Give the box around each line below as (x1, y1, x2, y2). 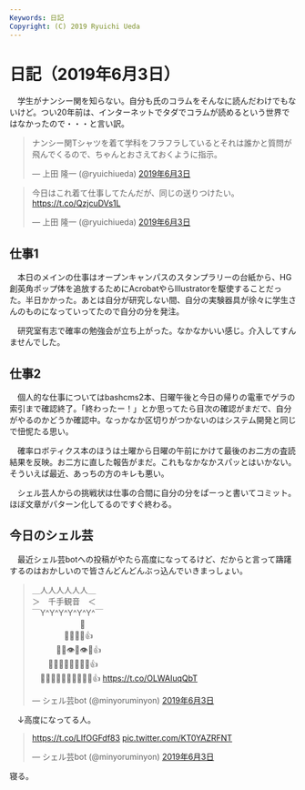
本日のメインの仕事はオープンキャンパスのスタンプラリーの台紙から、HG (16, 272, 292, 283)
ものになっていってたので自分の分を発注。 (25, 306, 185, 317)
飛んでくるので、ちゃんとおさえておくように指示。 (31, 149, 223, 160)
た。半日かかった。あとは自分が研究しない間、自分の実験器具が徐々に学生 (9, 295, 289, 306)
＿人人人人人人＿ (31, 584, 97, 595)
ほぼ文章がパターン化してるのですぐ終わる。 (9, 499, 177, 510)
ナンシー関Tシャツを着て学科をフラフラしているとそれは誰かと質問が (31, 137, 292, 148)
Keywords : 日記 (9, 13, 65, 23)
